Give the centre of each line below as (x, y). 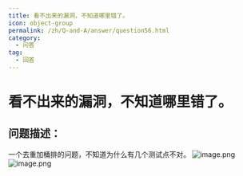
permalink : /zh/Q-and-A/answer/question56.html (89, 30)
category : (25, 38)
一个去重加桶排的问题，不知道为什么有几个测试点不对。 (99, 154)
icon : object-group (41, 23)
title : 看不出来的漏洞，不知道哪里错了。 (69, 16)
